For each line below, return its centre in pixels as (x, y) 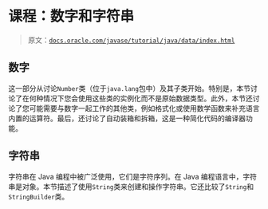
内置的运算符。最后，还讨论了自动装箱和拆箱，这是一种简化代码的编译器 (127, 118)
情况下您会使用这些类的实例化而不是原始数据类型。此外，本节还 (148, 98)
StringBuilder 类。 (39, 196)
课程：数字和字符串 (71, 16)
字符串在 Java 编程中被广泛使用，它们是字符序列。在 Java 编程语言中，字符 (133, 176)
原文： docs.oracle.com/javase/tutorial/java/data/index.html (131, 40)
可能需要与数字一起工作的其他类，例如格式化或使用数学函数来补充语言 (144, 108)
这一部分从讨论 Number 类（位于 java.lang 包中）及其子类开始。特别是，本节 (130, 88)
